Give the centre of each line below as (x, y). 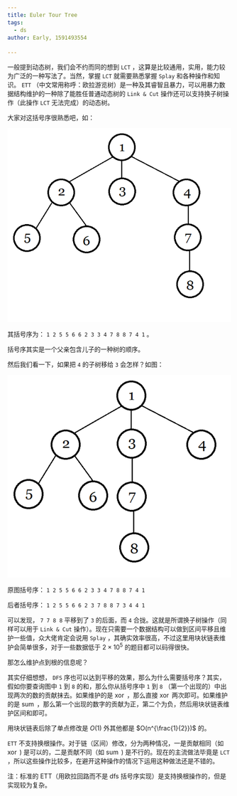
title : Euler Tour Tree (43, 15)
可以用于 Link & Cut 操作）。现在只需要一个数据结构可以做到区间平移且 (116, 629)
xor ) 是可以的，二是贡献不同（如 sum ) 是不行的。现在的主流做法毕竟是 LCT (118, 752)
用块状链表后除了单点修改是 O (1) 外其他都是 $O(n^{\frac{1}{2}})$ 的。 (109, 728)
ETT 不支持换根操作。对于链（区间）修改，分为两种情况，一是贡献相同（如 (116, 743)
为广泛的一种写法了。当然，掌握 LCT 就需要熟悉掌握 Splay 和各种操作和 (111, 76)
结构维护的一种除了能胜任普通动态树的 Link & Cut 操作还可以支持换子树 (118, 94)
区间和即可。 (32, 713)
